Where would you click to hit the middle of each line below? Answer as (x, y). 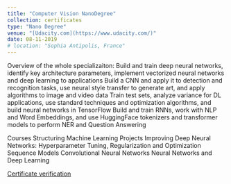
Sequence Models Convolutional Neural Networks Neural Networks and (110, 153)
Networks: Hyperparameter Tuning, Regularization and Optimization (104, 145)
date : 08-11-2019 (32, 40)
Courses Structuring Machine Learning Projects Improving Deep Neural (109, 138)
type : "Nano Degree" (37, 26)
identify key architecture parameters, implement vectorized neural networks (116, 73)
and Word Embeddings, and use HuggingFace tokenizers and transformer (112, 117)
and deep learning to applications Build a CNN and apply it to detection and (115, 80)
